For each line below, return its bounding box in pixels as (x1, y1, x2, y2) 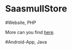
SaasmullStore (5, 3, 67, 14)
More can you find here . (5, 29, 55, 35)
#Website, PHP (5, 19, 36, 25)
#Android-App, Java (5, 38, 47, 45)
